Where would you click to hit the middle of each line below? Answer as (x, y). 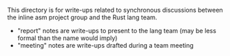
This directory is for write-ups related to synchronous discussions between (115, 10)
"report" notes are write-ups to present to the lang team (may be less (117, 31)
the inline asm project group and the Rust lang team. (82, 17)
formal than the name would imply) (67, 38)
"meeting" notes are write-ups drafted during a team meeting (105, 45)
